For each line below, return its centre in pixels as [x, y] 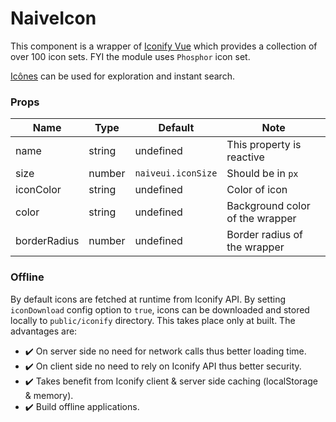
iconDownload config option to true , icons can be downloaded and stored [160, 309]
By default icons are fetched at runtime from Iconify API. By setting [148, 299]
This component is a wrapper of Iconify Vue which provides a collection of [164, 46]
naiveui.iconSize [176, 173]
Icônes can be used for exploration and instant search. [122, 76]
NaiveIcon [53, 18]
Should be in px [262, 174]
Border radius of [265, 235]
